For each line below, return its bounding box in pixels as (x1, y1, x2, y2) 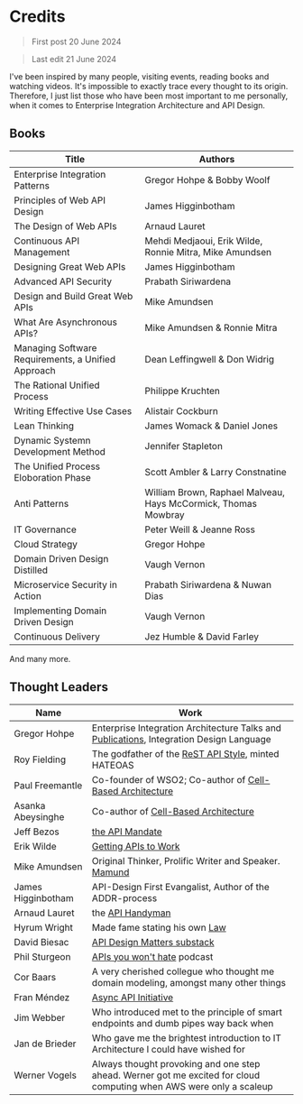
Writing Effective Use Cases (14, 404, 133, 417)
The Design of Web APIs (14, 219, 117, 232)
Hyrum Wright (14, 921, 74, 934)
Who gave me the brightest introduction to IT (91, 1031, 282, 1044)
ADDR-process (91, 891, 158, 904)
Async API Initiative (91, 990, 174, 1003)
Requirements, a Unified (14, 353, 115, 365)
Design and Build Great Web (14, 290, 133, 302)
